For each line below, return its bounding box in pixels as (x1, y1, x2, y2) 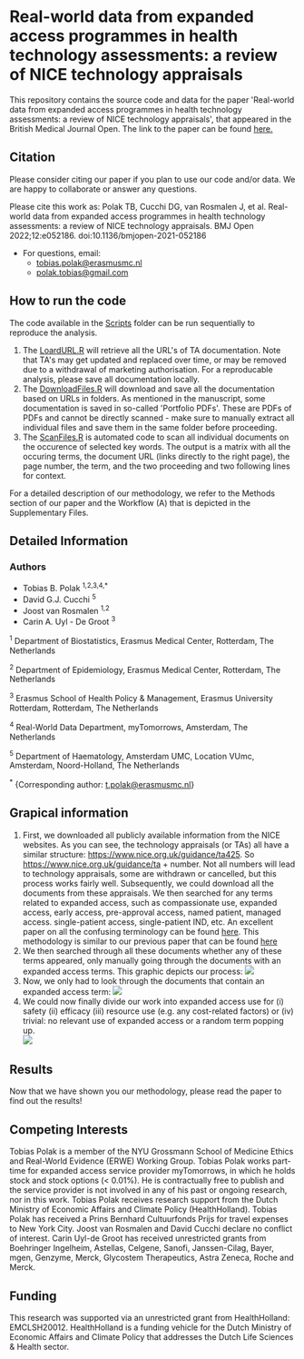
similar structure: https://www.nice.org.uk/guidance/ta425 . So (22, 848, 255, 859)
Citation (9, 150, 56, 165)
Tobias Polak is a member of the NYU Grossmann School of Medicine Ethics (9, 1146, 294, 1157)
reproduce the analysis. (9, 327, 98, 338)
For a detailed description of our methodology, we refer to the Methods (9, 488, 275, 499)
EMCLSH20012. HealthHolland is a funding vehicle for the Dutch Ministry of (9, 1322, 292, 1333)
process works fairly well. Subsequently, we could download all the (22, 878, 275, 888)
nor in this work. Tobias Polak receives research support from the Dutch (9, 1195, 279, 1205)
